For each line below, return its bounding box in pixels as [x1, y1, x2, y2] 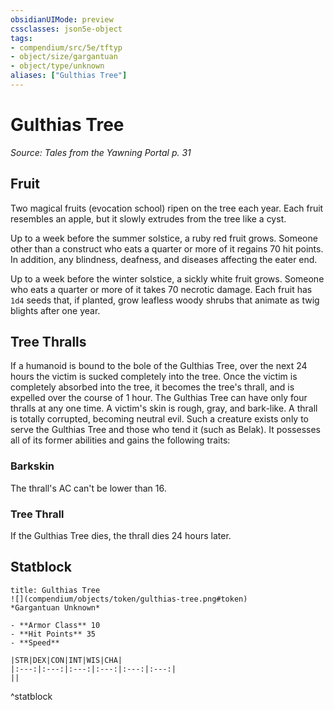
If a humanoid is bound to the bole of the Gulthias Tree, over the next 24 [10, 360, 308, 372]
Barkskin [10, 459, 55, 473]
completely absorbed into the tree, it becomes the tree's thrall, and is [10, 381, 295, 393]
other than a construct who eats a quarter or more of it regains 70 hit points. [10, 242, 324, 255]
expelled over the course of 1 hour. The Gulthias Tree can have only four [10, 392, 308, 404]
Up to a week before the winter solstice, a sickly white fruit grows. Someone [10, 272, 325, 285]
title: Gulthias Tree [10, 585, 101, 595]
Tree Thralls [10, 334, 87, 351]
